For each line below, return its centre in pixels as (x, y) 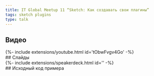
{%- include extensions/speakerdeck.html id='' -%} (59, 63)
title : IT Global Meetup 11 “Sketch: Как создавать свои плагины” (77, 10)
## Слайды (17, 58)
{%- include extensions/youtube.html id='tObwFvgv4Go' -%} (70, 52)
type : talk (17, 19)
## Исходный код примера (35, 68)
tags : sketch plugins (28, 15)
